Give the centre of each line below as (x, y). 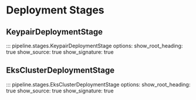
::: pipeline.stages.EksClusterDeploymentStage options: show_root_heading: (98, 84)
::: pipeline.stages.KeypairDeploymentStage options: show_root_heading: (94, 46)
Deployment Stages (55, 10)
